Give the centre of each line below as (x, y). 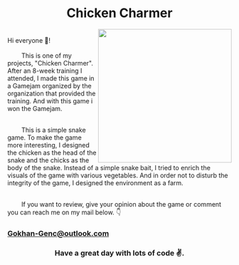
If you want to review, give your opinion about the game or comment (121, 204)
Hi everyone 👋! (29, 40)
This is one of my (47, 56)
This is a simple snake (54, 130)
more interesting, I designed (49, 145)
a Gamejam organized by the (49, 85)
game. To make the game (44, 137)
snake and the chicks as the (48, 160)
